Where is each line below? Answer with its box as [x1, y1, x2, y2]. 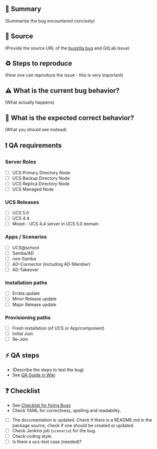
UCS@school [12, 244, 39, 250]
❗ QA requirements [5, 142, 62, 150]
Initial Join [12, 331, 33, 336]
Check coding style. [12, 433, 53, 439]
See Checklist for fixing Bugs [12, 402, 71, 408]
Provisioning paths [5, 314, 51, 321]
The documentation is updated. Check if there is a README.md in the [12, 417, 153, 423]
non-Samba [12, 256, 36, 261]
